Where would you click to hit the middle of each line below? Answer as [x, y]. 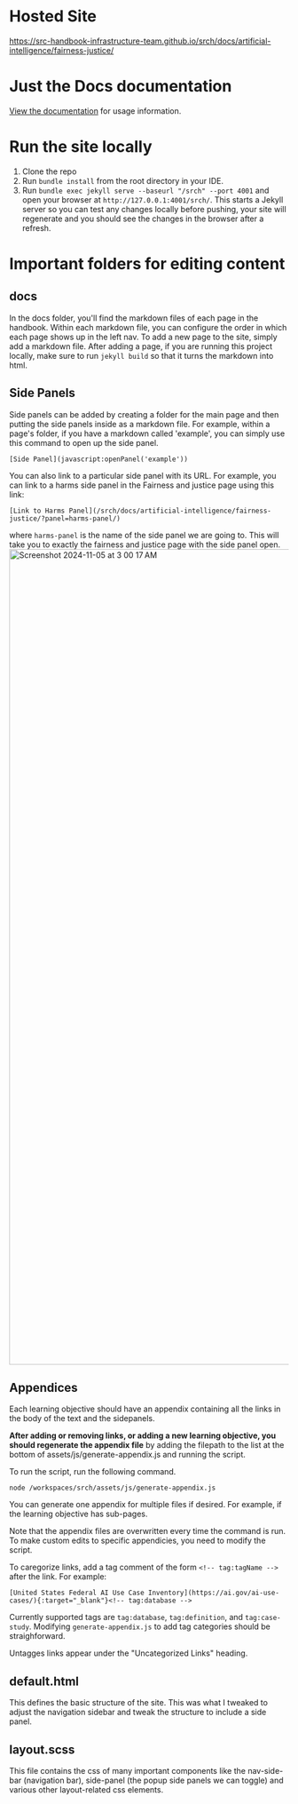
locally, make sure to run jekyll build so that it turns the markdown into [141, 355]
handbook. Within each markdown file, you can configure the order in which [148, 327]
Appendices [43, 1388]
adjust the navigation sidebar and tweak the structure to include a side [138, 1713]
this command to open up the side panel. [84, 442]
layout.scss [42, 1749]
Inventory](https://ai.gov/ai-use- [213, 1593]
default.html [44, 1681]
